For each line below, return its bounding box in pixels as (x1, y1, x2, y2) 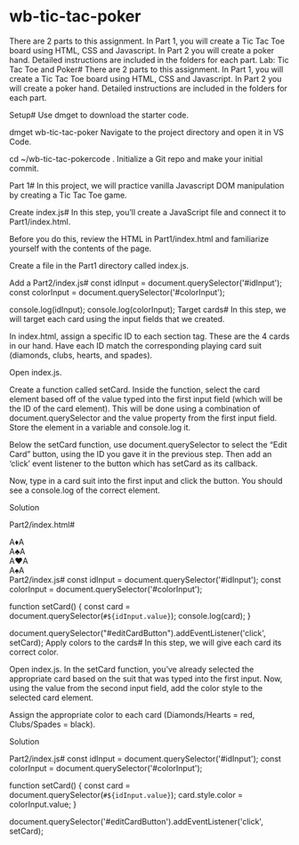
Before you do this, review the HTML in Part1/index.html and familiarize (9, 233, 270, 244)
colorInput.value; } (9, 799, 77, 809)
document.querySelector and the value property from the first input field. (9, 412, 278, 423)
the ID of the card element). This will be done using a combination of (9, 403, 261, 414)
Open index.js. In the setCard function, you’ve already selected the (9, 664, 255, 674)
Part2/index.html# (9, 519, 76, 530)
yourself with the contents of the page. (9, 243, 152, 253)
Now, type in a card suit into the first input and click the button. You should (9, 475, 283, 486)
